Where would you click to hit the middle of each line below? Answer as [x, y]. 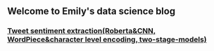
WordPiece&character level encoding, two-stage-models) [107, 39]
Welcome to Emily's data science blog [91, 11]
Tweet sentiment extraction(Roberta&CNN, [82, 31]
